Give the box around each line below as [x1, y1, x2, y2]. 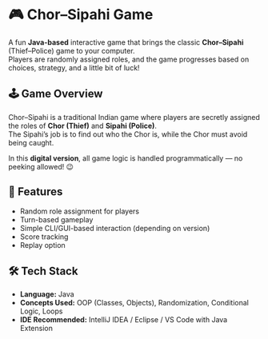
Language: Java [19, 289, 74, 299]
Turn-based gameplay [19, 214, 94, 224]
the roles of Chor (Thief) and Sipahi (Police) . [8, 121, 158, 130]
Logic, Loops [19, 306, 63, 316]
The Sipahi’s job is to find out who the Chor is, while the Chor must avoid [8, 129, 248, 139]
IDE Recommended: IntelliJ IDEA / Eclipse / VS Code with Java [19, 315, 228, 325]
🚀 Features [8, 185, 63, 199]
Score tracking [19, 232, 69, 241]
